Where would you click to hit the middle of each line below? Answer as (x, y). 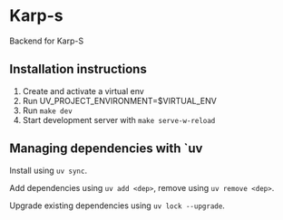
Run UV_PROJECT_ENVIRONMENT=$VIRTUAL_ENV (120, 100)
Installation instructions (78, 69)
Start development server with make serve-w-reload (119, 120)
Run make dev (47, 110)
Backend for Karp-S (47, 41)
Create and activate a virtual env (83, 91)
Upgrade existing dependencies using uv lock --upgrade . (117, 206)
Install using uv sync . (49, 170)
